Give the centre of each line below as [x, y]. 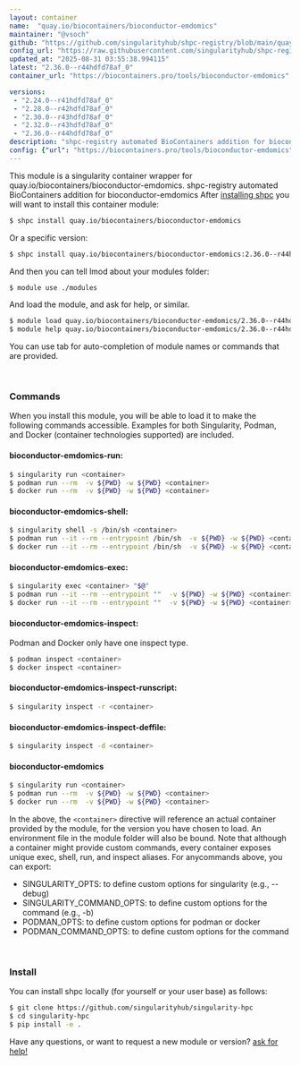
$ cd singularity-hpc [50, 1017]
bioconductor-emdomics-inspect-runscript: [93, 688]
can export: [30, 866]
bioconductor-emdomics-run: [66, 456]
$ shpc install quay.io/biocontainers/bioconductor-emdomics [125, 220]
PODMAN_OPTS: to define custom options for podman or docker [141, 922]
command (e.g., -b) [58, 912]
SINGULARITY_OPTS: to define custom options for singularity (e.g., [146, 883]
